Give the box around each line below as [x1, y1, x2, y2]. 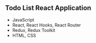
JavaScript [12, 17, 34, 22]
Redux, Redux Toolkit [12, 27, 56, 33]
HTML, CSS [12, 32, 36, 38]
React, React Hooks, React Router [12, 22, 81, 28]
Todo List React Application [5, 4, 92, 12]
